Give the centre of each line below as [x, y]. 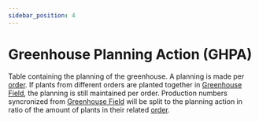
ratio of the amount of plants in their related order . [89, 109]
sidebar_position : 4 [42, 15]
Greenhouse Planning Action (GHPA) [130, 54]
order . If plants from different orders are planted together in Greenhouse [125, 84]
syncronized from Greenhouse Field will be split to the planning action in [125, 101]
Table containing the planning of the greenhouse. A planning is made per [126, 76]
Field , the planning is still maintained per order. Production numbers [118, 93]
